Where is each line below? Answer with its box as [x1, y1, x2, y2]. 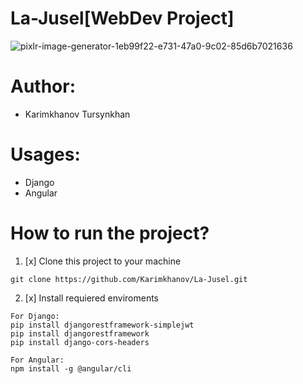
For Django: [10, 311, 60, 321]
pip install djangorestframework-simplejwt [10, 320, 195, 330]
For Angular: [10, 355, 65, 365]
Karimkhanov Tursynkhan [24, 108, 131, 120]
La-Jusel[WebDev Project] [10, 7, 235, 30]
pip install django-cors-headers [10, 337, 150, 347]
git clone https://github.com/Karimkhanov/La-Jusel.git [10, 274, 248, 284]
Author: [10, 75, 77, 98]
